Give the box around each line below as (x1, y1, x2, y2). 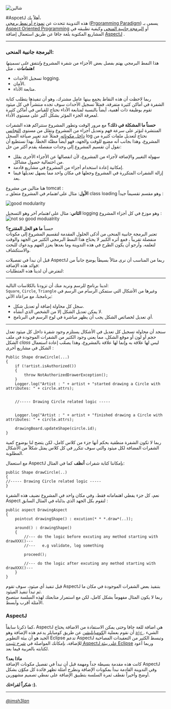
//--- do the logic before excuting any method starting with (24, 534, 158, 539)
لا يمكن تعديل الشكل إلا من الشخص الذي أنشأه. (13, 309, 103, 315)
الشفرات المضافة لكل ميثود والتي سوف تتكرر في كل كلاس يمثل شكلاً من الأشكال (6, 445, 159, 451)
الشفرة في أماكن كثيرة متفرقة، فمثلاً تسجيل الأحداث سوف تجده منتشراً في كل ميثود (6, 101, 164, 107)
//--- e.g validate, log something (24, 543, 104, 549)
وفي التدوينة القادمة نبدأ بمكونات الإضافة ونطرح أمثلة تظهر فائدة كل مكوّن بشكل (6, 666, 157, 672)
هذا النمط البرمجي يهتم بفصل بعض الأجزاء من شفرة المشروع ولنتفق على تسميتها (6, 60, 159, 66)
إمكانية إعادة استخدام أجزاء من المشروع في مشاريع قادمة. (13, 165, 124, 171)
